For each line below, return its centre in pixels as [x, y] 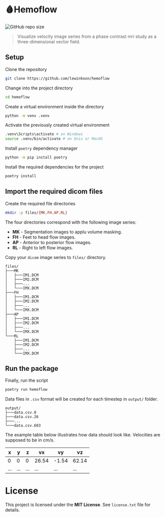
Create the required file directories [40, 203]
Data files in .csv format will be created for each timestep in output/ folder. [82, 399]
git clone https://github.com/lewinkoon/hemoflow [57, 78]
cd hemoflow [17, 97]
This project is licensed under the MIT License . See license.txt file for [78, 505]
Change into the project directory [39, 88]
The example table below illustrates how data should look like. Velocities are [83, 435]
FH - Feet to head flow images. [44, 237]
